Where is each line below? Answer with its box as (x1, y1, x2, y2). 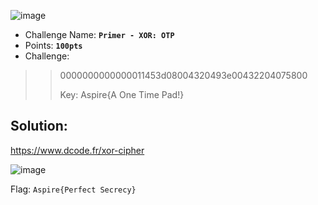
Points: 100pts (24, 40, 83, 51)
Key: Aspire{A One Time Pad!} (59, 89, 185, 100)
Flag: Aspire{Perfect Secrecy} (10, 183, 137, 195)
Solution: (10, 118, 68, 135)
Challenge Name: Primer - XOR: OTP (24, 29, 175, 40)
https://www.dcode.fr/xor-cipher (10, 144, 145, 156)
